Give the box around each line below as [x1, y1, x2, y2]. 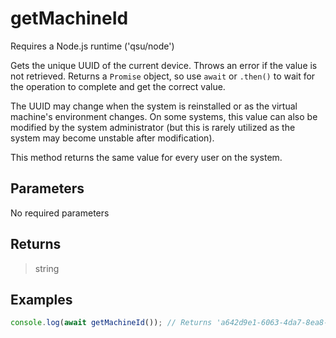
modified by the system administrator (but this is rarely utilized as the [10, 121, 296, 133]
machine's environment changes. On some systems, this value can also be [10, 110, 318, 122]
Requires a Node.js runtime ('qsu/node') [10, 40, 175, 52]
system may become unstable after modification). [10, 132, 215, 144]
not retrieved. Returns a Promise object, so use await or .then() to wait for [10, 70, 316, 82]
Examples [10, 291, 73, 308]
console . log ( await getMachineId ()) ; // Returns [10, 318, 213, 328]
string [34, 262, 60, 274]
